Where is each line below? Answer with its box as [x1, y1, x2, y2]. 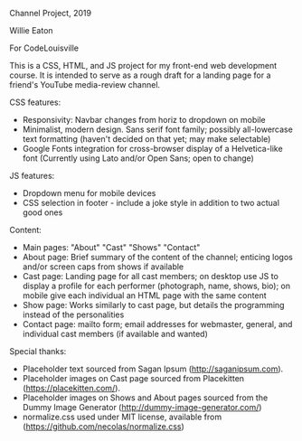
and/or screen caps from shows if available [22, 261, 184, 272]
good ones [22, 207, 63, 218]
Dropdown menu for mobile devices [22, 188, 156, 198]
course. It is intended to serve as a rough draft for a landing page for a [9, 70, 271, 80]
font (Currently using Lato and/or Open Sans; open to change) [22, 153, 255, 164]
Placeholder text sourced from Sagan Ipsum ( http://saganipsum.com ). [22, 363, 284, 374]
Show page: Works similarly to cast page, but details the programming [22, 300, 285, 310]
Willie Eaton [9, 25, 53, 35]
